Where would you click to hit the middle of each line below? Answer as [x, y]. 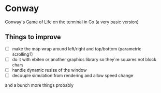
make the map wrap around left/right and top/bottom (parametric [77, 48]
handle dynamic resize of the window [49, 70]
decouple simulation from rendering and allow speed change [73, 75]
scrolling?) [22, 54]
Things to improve [33, 37]
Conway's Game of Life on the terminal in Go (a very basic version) [72, 22]
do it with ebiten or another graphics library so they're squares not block [84, 59]
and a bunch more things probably [39, 85]
